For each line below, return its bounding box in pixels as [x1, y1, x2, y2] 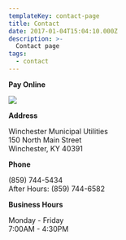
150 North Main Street [8, 135, 82, 145]
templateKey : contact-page [8, 11, 100, 20]
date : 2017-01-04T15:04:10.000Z [8, 27, 118, 35]
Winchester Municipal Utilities [8, 126, 108, 136]
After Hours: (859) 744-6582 [8, 184, 106, 194]
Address [8, 111, 38, 120]
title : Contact [8, 20, 60, 28]
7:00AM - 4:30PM [8, 224, 69, 233]
